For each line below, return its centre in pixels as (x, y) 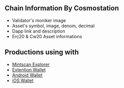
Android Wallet (27, 75)
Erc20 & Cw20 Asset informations (47, 36)
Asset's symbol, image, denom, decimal (53, 26)
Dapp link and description (39, 31)
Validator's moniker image (39, 20)
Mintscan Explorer (31, 64)
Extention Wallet (29, 69)
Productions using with (42, 52)
